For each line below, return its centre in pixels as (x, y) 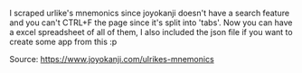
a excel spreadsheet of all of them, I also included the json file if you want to (151, 32)
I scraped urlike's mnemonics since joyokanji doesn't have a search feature (150, 13)
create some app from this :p (63, 41)
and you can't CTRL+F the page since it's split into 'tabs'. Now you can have (151, 23)
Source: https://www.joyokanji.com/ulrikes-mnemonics (112, 59)
